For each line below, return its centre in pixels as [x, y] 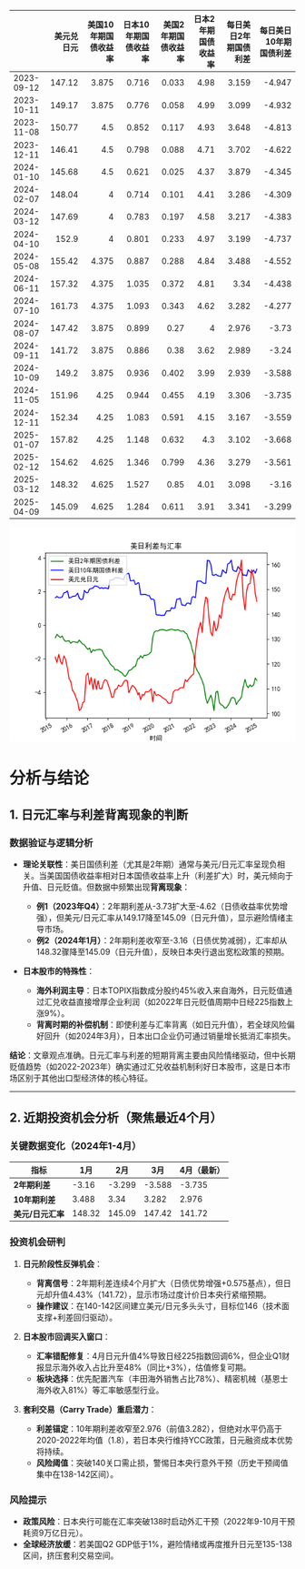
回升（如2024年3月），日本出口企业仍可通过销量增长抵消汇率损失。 [170, 1036]
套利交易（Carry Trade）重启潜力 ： [89, 1409]
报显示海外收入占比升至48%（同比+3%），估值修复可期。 [143, 1367]
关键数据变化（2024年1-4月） [75, 1146]
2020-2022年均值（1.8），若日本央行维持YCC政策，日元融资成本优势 [164, 1440]
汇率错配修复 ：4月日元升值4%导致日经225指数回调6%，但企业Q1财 [163, 1355]
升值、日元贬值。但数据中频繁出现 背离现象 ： [106, 887]
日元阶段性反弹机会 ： [62, 1263]
